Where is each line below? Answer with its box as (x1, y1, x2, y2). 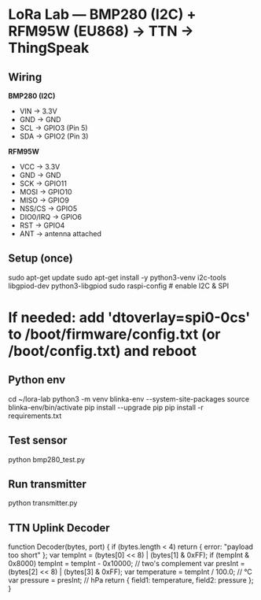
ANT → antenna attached (19, 229, 102, 238)
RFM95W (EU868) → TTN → (8, 22, 194, 40)
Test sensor (8, 434, 68, 447)
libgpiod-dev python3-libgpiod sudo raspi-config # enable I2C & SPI (8, 281, 230, 291)
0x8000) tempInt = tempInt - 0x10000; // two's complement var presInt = (8, 559, 245, 569)
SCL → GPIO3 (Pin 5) (19, 124, 88, 132)
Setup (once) (8, 252, 73, 265)
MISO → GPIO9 (19, 195, 69, 205)
